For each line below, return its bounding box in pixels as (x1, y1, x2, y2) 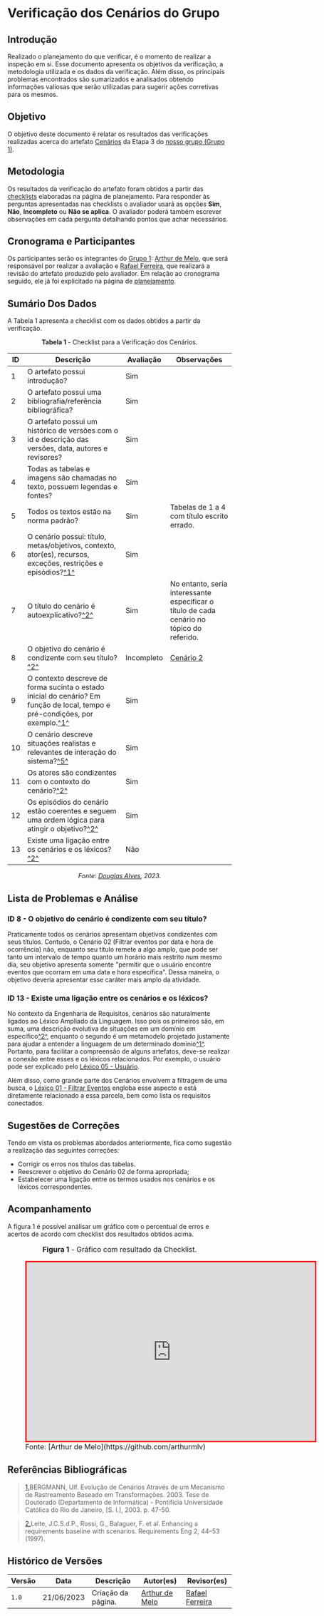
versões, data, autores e (27, 443, 108, 453)
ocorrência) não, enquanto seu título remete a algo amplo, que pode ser (7, 945, 219, 953)
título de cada (169, 606, 216, 616)
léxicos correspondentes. (17, 1183, 93, 1191)
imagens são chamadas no (27, 473, 117, 483)
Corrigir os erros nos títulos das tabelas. (17, 1160, 136, 1168)
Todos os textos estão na (27, 507, 112, 517)
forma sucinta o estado (27, 682, 105, 692)
